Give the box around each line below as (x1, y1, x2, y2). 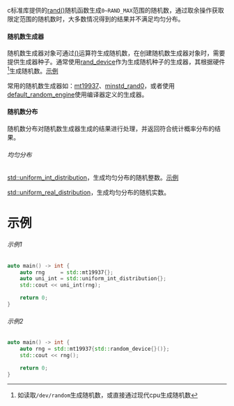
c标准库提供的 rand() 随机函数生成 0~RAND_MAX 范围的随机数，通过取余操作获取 (7, 6, 224, 14)
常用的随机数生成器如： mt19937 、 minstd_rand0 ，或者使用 (7, 81, 175, 89)
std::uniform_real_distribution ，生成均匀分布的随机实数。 (7, 188, 171, 197)
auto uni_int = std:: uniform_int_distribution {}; (19, 275, 167, 282)
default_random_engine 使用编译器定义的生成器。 (7, 90, 148, 99)
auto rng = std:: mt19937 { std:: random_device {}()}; (19, 345, 170, 352)
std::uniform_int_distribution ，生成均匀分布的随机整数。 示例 (7, 173, 179, 182)
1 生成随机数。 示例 (7, 66, 58, 75)
